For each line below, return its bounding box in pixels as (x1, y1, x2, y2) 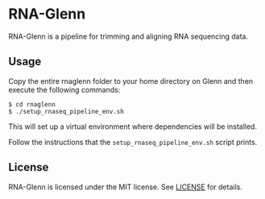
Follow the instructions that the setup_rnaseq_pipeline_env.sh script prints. (8, 137, 258, 147)
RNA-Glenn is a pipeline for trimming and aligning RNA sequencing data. (8, 31, 248, 41)
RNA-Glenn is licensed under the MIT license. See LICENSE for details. (8, 182, 243, 192)
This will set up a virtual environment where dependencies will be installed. (8, 122, 258, 131)
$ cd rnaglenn (8, 100, 56, 109)
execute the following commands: (8, 85, 121, 94)
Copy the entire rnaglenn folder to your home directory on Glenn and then (8, 76, 254, 85)
